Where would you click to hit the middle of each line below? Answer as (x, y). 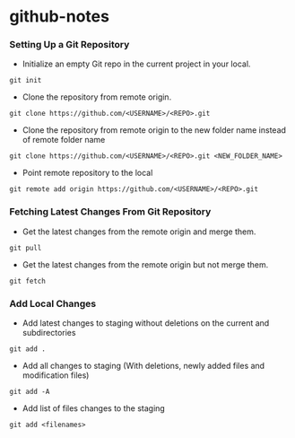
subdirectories (49, 333)
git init (26, 81)
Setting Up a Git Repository (69, 45)
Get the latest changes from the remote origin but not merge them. (145, 264)
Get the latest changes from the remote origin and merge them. (139, 232)
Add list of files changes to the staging (94, 408)
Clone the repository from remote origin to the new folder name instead (154, 130)
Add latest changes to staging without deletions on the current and (146, 323)
